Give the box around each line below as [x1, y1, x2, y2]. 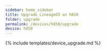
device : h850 [5, 26, 33, 31]
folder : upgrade [5, 17, 40, 22]
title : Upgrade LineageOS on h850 [5, 12, 79, 17]
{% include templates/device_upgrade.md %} [5, 40, 101, 46]
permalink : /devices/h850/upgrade [5, 21, 79, 27]
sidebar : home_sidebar [5, 7, 54, 13]
